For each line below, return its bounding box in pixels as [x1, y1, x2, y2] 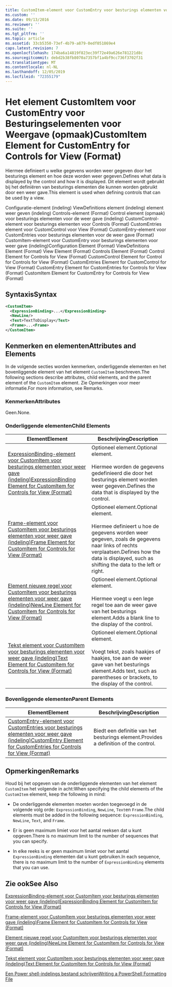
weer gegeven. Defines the [91, 482, 155, 489]
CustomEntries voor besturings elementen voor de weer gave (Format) [5, 231, 155, 238]
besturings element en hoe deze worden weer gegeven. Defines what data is [5, 173, 166, 179]
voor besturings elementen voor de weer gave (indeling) [5, 216, 124, 222]
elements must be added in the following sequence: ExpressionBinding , [12, 812, 164, 818]
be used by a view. [5, 195, 45, 201]
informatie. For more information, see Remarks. [5, 385, 104, 391]
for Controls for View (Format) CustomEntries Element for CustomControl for [5, 259, 166, 265]
